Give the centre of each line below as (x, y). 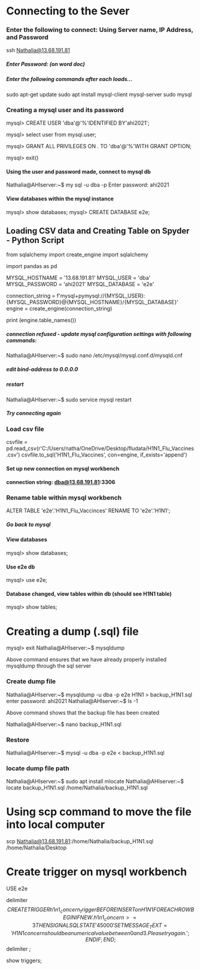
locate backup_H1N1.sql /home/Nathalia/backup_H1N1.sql (77, 788)
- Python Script (35, 240)
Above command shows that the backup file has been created (83, 713)
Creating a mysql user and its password (65, 110)
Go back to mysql (28, 525)
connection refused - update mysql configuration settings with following (99, 334)
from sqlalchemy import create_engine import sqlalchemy (77, 255)
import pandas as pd (32, 266)
